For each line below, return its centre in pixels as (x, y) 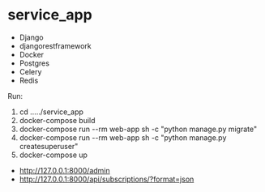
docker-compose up (53, 155)
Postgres (34, 63)
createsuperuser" (49, 146)
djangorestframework (55, 45)
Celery (30, 71)
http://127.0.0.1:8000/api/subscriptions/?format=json (107, 179)
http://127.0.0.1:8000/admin (64, 170)
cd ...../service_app (51, 112)
